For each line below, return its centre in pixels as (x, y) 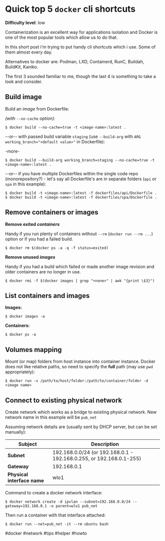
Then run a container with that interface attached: (55, 515)
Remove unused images (30, 257)
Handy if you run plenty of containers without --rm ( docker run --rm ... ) (79, 234)
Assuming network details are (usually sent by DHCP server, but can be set (81, 427)
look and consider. (24, 81)
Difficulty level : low (25, 23)
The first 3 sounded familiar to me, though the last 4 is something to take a (81, 76)
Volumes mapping (34, 350)
